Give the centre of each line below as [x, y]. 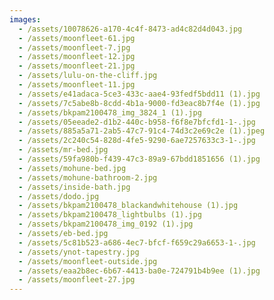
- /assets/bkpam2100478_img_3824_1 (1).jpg [110, 112]
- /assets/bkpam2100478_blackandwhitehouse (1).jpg [128, 206]
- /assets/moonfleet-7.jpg [74, 47]
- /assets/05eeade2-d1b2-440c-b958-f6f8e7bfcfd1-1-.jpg [137, 122]
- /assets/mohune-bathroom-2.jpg [88, 177]
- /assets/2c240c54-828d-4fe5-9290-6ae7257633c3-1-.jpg [137, 141]
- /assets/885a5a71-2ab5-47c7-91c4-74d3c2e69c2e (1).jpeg [142, 131]
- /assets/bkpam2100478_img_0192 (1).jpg [106, 224]
